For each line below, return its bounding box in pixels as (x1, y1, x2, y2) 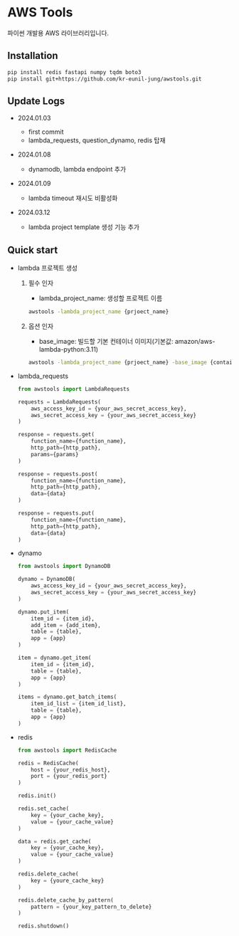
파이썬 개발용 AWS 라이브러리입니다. (7, 28, 109, 37)
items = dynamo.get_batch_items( (17, 693, 117, 701)
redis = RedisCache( (17, 759, 79, 767)
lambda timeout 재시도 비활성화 (28, 194, 118, 203)
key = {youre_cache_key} (31, 877, 105, 884)
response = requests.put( (17, 510, 95, 517)
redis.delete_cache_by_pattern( (17, 896, 114, 904)
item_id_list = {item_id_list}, (31, 700, 127, 708)
